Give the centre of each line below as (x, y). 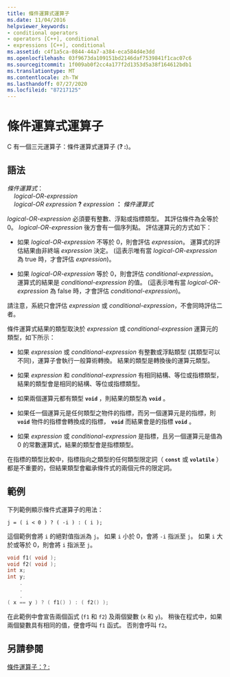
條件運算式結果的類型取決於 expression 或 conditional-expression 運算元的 (113, 329)
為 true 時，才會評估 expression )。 (66, 259)
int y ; (16, 577)
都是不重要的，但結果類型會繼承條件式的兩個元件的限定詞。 (91, 467)
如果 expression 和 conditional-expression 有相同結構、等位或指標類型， (120, 375)
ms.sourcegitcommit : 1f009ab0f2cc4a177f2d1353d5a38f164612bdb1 (100, 65)
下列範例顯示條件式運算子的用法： (55, 509)
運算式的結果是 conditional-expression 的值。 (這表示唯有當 (102, 282)
